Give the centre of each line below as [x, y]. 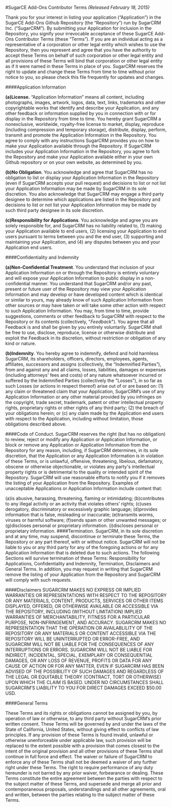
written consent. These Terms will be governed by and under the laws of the [86, 724]
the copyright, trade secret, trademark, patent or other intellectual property [84, 402]
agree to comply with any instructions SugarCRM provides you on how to [82, 141]
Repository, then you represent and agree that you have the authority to [81, 50]
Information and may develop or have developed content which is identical [84, 294]
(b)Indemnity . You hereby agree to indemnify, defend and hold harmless [82, 353]
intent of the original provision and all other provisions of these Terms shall [84, 751]
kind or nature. [21, 343]
